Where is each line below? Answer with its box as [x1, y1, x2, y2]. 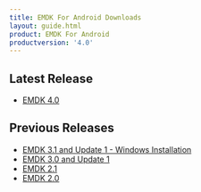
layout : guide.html [9, 21, 82, 30]
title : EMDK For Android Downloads [9, 13, 142, 22]
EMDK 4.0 [21, 95, 60, 105]
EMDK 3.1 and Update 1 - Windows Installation [21, 144, 192, 154]
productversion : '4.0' [9, 38, 94, 47]
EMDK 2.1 [21, 163, 58, 174]
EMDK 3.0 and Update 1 [21, 154, 110, 164]
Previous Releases [9, 121, 114, 136]
